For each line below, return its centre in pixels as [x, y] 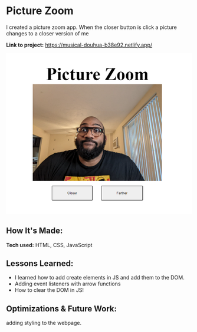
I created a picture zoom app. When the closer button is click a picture [91, 27]
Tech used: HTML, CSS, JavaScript [49, 245]
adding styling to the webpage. [44, 323]
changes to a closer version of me [47, 33]
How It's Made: [35, 231]
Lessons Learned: [40, 263]
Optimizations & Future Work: [61, 309]
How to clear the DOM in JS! [49, 290]
